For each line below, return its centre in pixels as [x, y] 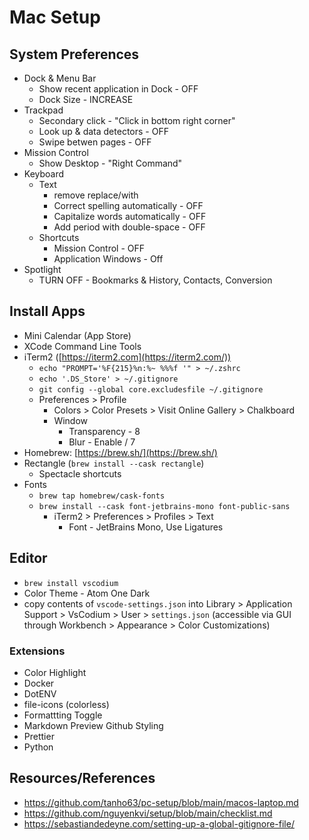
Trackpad [43, 110]
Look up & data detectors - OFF [103, 131]
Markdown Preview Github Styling [93, 725]
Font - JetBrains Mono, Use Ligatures [146, 527]
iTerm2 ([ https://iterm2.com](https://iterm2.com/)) [127, 357]
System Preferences [74, 54]
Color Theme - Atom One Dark [87, 593]
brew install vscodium [71, 583]
